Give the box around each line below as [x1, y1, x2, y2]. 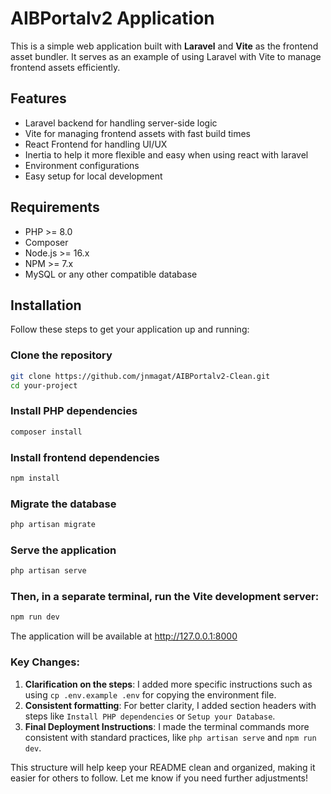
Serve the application [10, 543, 117, 557]
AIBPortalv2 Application [10, 7, 215, 30]
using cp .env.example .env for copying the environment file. [24, 688, 277, 701]
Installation [10, 297, 82, 314]
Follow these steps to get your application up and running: [10, 323, 250, 336]
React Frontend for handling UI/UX [24, 138, 168, 150]
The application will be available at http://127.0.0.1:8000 [10, 630, 238, 642]
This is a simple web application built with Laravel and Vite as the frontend [10, 40, 319, 52]
